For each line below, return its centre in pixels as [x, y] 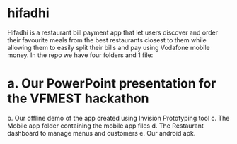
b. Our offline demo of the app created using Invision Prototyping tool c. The [118, 118]
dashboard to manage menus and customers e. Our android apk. [102, 133]
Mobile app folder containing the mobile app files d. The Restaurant [105, 126]
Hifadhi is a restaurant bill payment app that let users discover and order [112, 32]
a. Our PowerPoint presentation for [112, 84]
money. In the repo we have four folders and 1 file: [80, 55]
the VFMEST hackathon [78, 98]
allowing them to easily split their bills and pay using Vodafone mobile [109, 47]
